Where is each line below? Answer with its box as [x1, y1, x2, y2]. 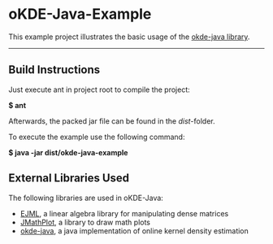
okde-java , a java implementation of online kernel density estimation [19, 225, 249, 236]
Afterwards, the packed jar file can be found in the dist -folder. [8, 115, 215, 126]
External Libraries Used [8, 172, 130, 185]
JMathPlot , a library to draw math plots [19, 217, 151, 227]
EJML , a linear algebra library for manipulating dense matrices [19, 208, 229, 218]
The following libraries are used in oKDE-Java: [8, 193, 164, 203]
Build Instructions [8, 63, 101, 77]
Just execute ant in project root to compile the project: [8, 85, 191, 94]
